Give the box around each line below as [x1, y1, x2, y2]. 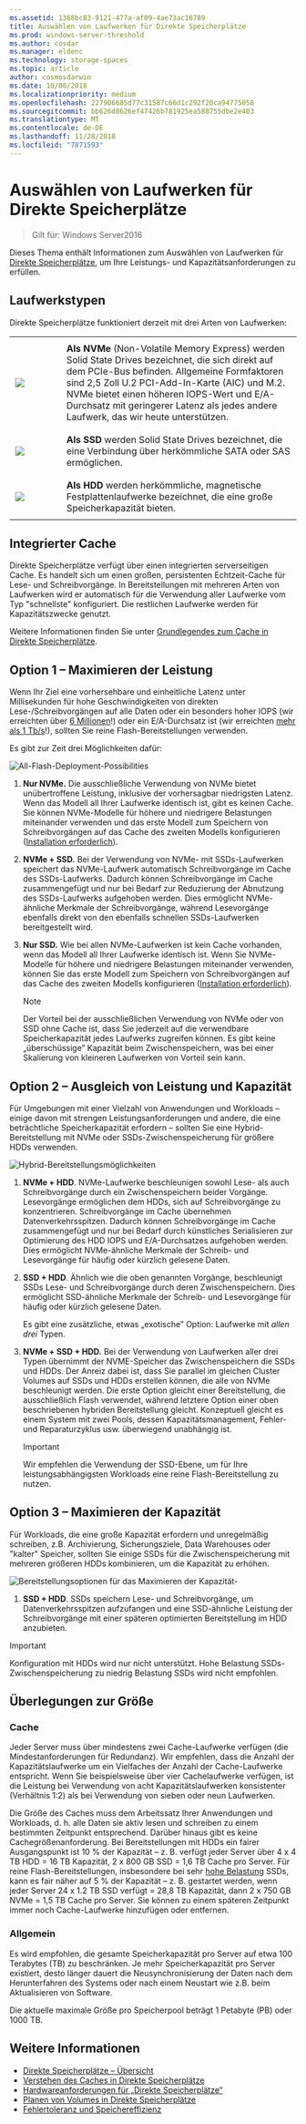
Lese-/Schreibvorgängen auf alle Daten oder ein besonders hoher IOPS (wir [9, 706, 294, 717]
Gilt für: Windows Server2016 [31, 229, 143, 240]
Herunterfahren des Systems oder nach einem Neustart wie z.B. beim [9, 1977, 270, 1988]
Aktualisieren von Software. [9, 1986, 113, 1997]
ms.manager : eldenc [9, 47, 84, 57]
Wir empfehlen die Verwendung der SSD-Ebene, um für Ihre [22, 1459, 249, 1469]
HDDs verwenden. [9, 1141, 78, 1152]
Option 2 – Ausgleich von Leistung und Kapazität [9, 1078, 292, 1094]
